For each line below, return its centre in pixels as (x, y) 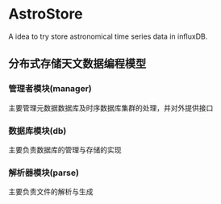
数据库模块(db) (38, 131)
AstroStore (46, 14)
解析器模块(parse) (44, 173)
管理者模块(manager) (50, 89)
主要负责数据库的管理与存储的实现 (65, 149)
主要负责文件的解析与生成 (51, 192)
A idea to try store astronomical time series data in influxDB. (108, 36)
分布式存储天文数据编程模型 (77, 64)
